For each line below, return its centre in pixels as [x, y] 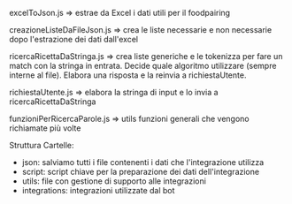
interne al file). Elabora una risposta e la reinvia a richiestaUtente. [128, 75]
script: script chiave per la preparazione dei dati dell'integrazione [140, 172]
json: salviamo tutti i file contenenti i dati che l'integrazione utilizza [143, 162]
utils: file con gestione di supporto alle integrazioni [114, 181]
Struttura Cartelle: [42, 145]
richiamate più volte [45, 128]
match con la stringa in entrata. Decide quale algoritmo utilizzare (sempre [143, 66]
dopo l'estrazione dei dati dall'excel [74, 39]
